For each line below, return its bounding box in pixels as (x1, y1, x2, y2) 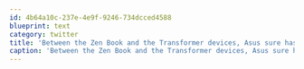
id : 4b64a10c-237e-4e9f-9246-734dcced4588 (9, 13, 172, 22)
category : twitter (9, 30, 79, 39)
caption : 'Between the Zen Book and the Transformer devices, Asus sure (9, 47, 290, 56)
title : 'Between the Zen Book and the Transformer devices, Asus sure (9, 38, 281, 47)
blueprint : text (9, 22, 71, 30)
